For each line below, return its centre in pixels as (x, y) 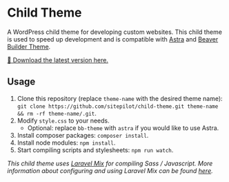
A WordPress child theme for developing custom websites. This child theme (115, 32)
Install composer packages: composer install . (83, 135)
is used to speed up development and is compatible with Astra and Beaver (113, 39)
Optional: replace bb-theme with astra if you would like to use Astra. (123, 128)
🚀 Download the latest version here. (58, 60)
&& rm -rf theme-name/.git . (57, 113)
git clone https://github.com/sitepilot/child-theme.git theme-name (118, 106)
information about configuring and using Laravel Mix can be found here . (110, 170)
